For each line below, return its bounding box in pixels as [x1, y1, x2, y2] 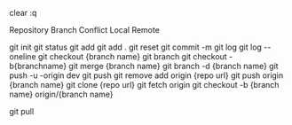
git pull [9, 106, 35, 116]
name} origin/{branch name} [9, 89, 114, 99]
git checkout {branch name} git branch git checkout [37, 51, 228, 61]
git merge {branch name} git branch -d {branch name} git [68, 61, 279, 71]
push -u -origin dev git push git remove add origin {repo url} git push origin [9, 70, 284, 81]
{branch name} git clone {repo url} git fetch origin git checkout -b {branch [9, 80, 280, 90]
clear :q [9, 8, 37, 18]
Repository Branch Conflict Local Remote [9, 25, 160, 35]
